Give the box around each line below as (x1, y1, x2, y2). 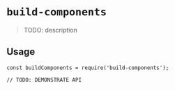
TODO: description (23, 26, 78, 34)
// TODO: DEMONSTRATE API (6, 76, 82, 83)
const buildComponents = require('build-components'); (6, 64, 169, 71)
